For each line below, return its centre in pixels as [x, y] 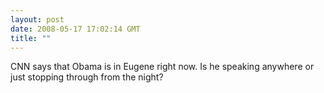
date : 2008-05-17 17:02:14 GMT [75, 29]
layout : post [37, 19]
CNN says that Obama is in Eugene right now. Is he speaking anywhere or [162, 67]
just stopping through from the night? [87, 77]
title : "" [31, 38]
